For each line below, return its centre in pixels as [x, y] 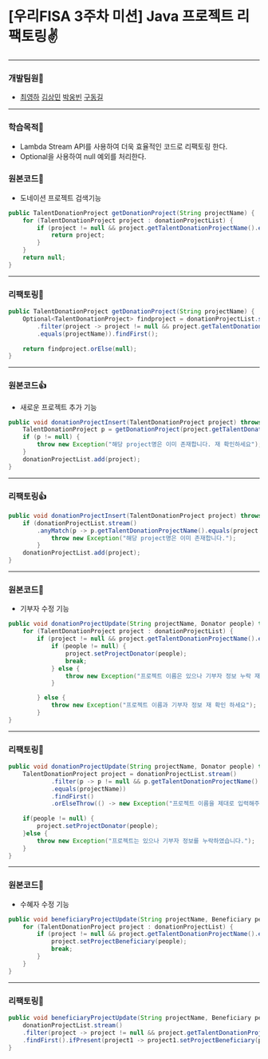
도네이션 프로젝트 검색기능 [61, 197]
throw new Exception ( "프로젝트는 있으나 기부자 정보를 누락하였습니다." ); [146, 841]
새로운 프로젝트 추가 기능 [58, 407]
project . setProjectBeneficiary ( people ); [119, 942]
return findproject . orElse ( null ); [80, 348]
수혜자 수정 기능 [44, 904]
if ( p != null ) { [51, 437]
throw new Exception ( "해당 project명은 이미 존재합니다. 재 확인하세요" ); [150, 444]
